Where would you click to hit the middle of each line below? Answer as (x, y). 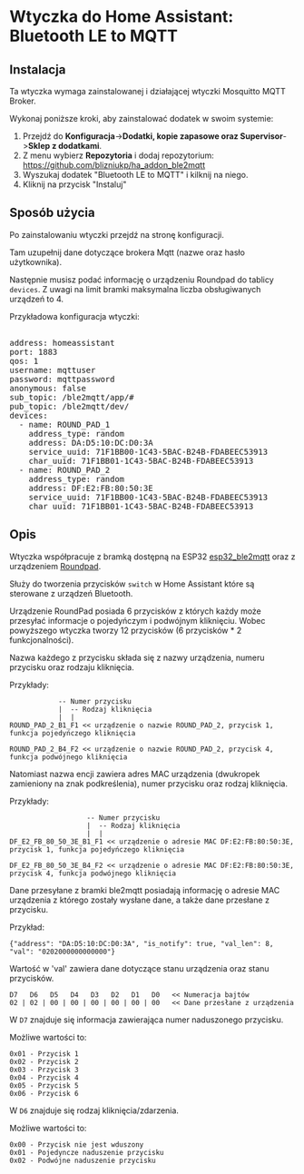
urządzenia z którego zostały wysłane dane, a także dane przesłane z (140, 900)
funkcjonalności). (42, 640)
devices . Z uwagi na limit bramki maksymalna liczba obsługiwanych (135, 289)
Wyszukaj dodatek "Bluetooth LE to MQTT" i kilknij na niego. (135, 175)
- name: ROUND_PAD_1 (64, 424)
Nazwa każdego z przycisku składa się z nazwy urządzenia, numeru (137, 657)
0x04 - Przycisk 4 (44, 1078)
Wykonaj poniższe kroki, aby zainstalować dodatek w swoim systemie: (142, 118)
